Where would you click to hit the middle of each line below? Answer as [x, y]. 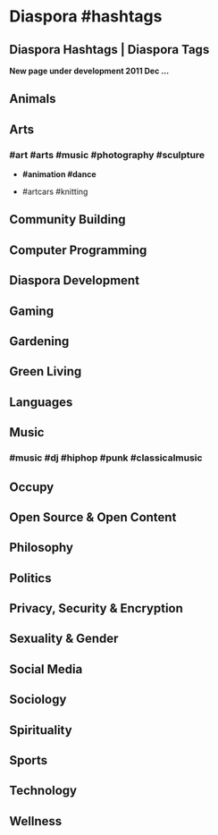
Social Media [46, 669]
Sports [29, 760]
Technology [43, 791]
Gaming [32, 311]
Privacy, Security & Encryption [96, 608]
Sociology [38, 700]
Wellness [36, 821]
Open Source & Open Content [93, 517]
